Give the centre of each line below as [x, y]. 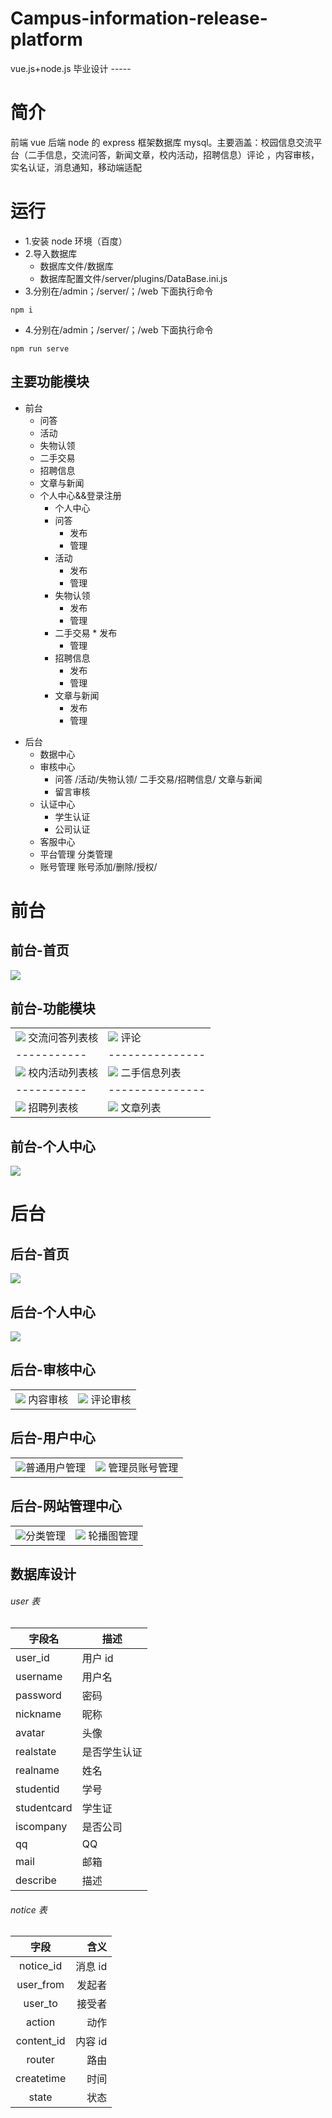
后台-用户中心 [53, 1438]
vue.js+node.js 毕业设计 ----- [71, 68]
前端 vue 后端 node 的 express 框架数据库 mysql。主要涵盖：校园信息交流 [162, 142]
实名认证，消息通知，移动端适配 [76, 167]
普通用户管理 [56, 1467]
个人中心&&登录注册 [80, 495]
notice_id [41, 1966]
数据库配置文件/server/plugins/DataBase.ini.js [133, 278]
